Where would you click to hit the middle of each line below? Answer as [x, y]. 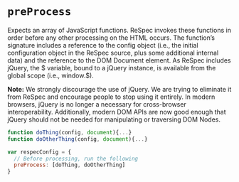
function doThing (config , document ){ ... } [70, 132]
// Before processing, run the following [76, 159]
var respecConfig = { [39, 152]
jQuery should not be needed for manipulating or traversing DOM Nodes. [114, 119]
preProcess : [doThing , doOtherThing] [70, 165]
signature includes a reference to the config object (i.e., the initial [103, 45]
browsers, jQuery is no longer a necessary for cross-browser [97, 104]
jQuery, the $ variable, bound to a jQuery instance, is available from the [112, 68]
